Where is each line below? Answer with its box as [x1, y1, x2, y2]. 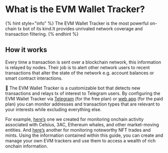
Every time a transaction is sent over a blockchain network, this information [5, 59, 161, 65]
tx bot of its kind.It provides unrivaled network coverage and [17, 25, 143, 31]
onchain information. [5, 143, 48, 149]
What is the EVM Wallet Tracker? [5, 4, 145, 15]
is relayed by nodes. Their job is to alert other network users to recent [5, 64, 150, 70]
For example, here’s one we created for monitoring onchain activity [5, 116, 144, 122]
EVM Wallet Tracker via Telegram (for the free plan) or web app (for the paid [5, 95, 163, 101]
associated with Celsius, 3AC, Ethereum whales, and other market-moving [5, 121, 159, 127]
